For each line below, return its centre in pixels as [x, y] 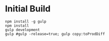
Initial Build [28, 9]
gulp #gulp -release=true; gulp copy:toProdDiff [55, 34]
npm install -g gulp [26, 21]
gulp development [23, 30]
